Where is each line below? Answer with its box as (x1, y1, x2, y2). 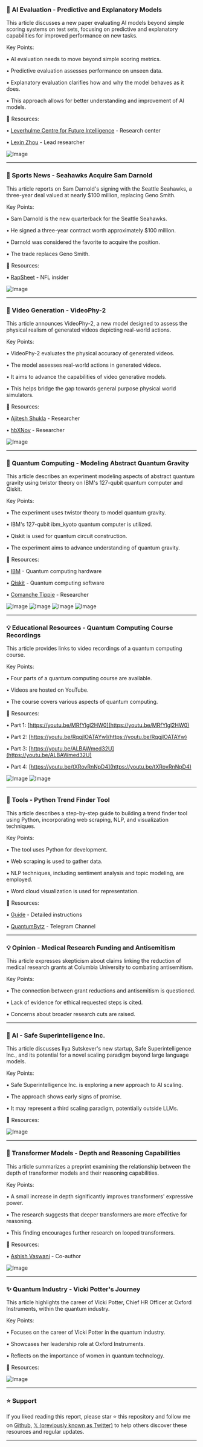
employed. (6, 876, 33, 883)
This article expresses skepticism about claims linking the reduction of (6, 957, 181, 965)
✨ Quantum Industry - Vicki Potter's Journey (6, 1285, 141, 1293)
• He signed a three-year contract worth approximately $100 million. (6, 226, 176, 234)
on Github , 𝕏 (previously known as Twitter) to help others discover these (6, 1422, 187, 1429)
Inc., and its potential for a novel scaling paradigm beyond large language (6, 1051, 189, 1058)
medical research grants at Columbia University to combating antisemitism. (6, 963, 193, 971)
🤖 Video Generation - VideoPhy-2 (6, 306, 106, 314)
